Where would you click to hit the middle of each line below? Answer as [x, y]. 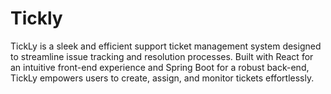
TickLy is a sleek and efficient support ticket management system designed [166, 46]
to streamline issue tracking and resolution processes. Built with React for [162, 56]
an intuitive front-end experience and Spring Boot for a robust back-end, [160, 67]
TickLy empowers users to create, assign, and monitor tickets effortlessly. [162, 78]
